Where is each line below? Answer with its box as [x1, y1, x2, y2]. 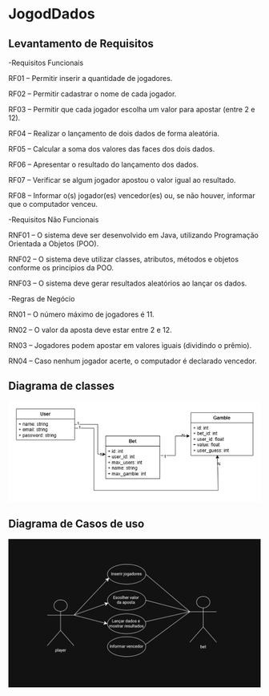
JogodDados [8, 5, 96, 23]
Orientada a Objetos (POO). [8, 239, 99, 249]
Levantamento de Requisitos [8, 37, 155, 51]
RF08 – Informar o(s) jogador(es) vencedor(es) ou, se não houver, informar [8, 191, 255, 200]
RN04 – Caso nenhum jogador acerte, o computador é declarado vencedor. [8, 356, 258, 366]
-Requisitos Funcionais [8, 58, 84, 67]
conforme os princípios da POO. [8, 263, 114, 273]
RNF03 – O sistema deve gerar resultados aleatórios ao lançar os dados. [8, 278, 247, 288]
